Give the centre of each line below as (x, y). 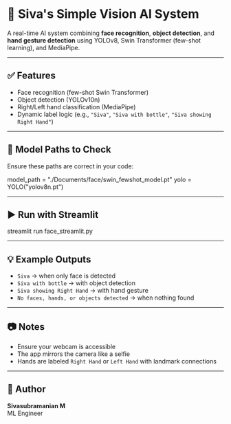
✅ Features (32, 76)
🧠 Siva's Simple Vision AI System (103, 14)
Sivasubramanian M (36, 405)
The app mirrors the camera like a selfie (74, 354)
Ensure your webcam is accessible (66, 347)
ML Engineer (25, 413)
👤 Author (26, 389)
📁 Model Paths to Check (59, 149)
